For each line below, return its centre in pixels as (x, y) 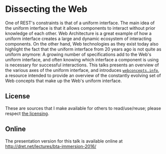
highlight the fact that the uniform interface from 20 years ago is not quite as (83, 49)
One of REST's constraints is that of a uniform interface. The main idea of (80, 23)
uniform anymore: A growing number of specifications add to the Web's (78, 54)
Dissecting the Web (46, 9)
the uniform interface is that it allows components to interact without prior (80, 28)
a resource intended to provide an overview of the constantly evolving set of (83, 75)
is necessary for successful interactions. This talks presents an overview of (82, 65)
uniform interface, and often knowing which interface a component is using (82, 59)
